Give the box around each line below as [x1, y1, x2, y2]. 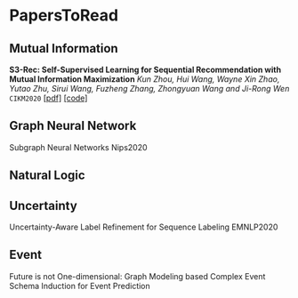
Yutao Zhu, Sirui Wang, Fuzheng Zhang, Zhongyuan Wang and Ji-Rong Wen [9, 84, 290, 93]
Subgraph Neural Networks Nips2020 [9, 141, 149, 152]
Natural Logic [9, 168, 86, 183]
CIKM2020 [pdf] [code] [9, 93, 88, 103]
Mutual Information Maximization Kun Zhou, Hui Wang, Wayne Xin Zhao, [9, 74, 280, 85]
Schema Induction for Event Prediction [9, 280, 151, 291]
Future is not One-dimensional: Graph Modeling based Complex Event [9, 270, 266, 281]
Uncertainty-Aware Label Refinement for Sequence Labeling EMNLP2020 [9, 221, 278, 232]
